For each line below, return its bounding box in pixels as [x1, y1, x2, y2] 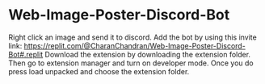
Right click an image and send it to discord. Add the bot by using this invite [8, 32, 257, 42]
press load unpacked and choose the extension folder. [8, 66, 190, 76]
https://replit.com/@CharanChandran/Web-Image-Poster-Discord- [23, 40, 246, 50]
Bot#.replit [8, 49, 44, 59]
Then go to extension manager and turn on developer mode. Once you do [8, 58, 254, 68]
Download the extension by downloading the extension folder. [44, 49, 251, 59]
